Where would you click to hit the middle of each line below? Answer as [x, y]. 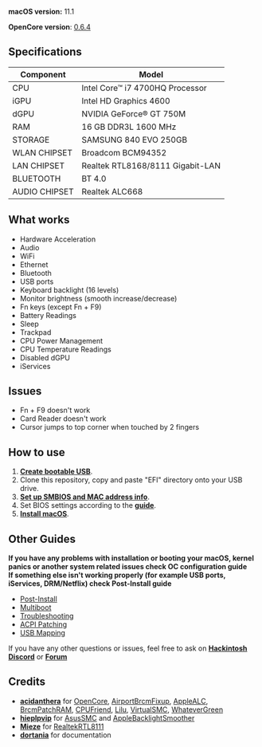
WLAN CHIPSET [43, 152]
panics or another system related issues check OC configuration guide [128, 567]
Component [43, 74]
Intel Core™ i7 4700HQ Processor [144, 88]
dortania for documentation [65, 735]
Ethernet [34, 264]
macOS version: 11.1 [41, 12]
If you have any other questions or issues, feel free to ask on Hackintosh [128, 648]
